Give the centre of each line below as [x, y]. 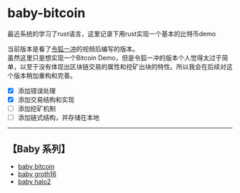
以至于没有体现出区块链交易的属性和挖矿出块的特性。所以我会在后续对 [123, 66]
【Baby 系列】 [39, 148]
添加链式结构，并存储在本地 [59, 118]
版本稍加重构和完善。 [45, 75]
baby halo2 [34, 182]
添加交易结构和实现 [46, 100]
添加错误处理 [36, 90]
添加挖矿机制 [36, 109]
